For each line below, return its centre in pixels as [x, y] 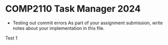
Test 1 [11, 38]
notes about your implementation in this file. [59, 28]
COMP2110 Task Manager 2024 [73, 9]
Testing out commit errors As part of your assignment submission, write [88, 23]
